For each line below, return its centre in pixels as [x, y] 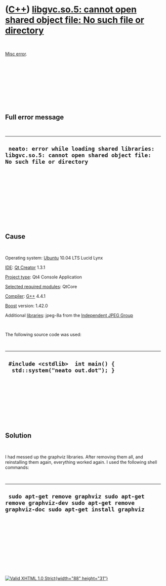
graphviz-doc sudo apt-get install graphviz [75, 510]
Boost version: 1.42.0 [27, 306]
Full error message [35, 117]
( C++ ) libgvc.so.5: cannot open [71, 10]
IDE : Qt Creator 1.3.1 [25, 268]
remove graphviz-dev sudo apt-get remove [70, 503]
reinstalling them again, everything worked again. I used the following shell [81, 462]
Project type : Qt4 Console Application [44, 277]
